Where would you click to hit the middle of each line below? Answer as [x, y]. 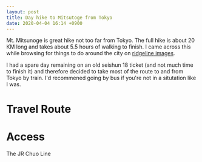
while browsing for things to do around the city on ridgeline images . [91, 53]
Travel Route [39, 109]
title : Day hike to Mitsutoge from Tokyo [59, 18]
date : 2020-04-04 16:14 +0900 [45, 23]
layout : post [23, 12]
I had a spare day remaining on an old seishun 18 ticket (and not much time [100, 65]
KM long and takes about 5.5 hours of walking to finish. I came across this [99, 47]
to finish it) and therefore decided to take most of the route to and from [95, 72]
